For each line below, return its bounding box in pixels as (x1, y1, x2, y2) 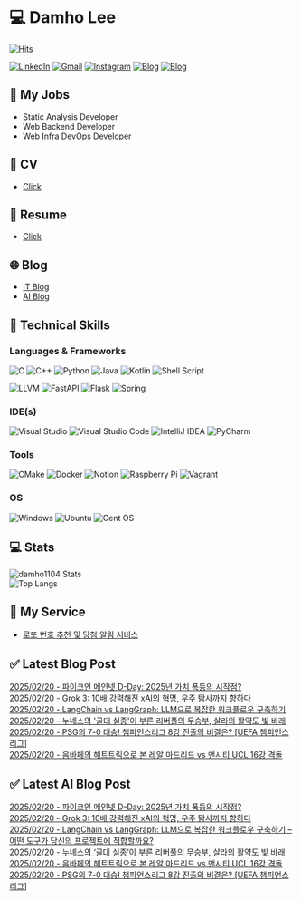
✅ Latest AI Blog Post (9, 776, 131, 791)
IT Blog (22, 282, 50, 293)
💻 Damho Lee (9, 7, 116, 28)
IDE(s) (9, 405, 37, 418)
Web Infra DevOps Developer (22, 131, 132, 141)
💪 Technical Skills (9, 317, 111, 333)
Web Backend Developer (22, 121, 116, 131)
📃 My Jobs (9, 87, 71, 102)
